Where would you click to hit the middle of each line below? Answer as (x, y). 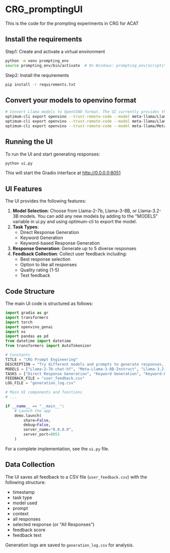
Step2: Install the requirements (37, 75)
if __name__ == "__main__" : (35, 406)
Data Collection (30, 465)
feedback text (27, 535)
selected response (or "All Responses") (53, 524)
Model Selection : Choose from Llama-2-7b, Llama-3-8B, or (75, 211)
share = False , (37, 420)
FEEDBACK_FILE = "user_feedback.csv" (45, 378)
